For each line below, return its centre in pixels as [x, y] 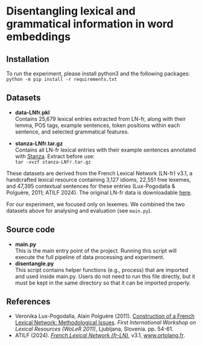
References [28, 302]
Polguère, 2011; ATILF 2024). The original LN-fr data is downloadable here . [99, 192]
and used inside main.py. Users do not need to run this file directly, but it [105, 276]
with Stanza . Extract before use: [55, 156]
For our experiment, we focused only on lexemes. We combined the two [96, 204]
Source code [31, 230]
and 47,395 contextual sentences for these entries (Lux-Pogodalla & [91, 186]
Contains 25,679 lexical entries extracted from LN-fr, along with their [100, 118]
